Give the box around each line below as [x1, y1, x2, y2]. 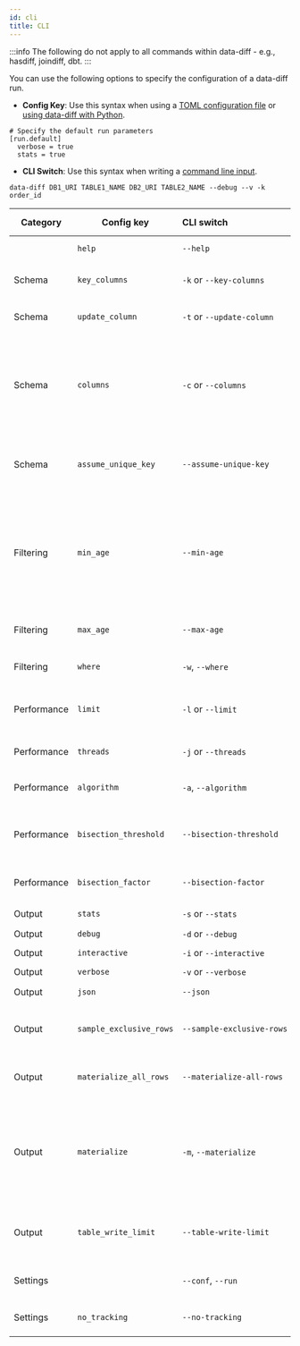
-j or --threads [181, 745, 247, 758]
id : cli [9, 13, 38, 22]
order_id [9, 190, 42, 199]
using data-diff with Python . [21, 109, 125, 120]
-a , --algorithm [181, 781, 247, 793]
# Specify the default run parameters [9, 126, 154, 135]
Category [21, 216, 62, 228]
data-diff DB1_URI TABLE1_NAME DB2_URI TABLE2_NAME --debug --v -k [9, 182, 266, 192]
